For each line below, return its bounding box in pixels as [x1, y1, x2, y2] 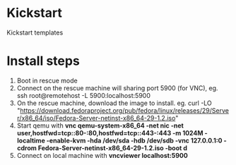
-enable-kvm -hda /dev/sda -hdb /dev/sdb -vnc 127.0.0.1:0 [46, 136, 223, 145]
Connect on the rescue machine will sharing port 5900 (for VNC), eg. [16, 83, 218, 92]
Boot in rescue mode [16, 76, 78, 85]
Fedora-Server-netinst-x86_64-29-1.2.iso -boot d [37, 143, 188, 152]
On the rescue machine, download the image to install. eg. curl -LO [16, 99, 213, 107]
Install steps [6, 53, 81, 69]
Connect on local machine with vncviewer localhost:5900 [16, 151, 188, 159]
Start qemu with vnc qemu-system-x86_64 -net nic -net [16, 121, 184, 130]
